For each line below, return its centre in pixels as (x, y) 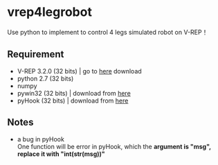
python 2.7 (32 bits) (45, 78)
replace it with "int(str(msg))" (61, 154)
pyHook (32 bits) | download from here (73, 101)
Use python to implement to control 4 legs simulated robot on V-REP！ (108, 32)
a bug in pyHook (40, 139)
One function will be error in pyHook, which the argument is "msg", (114, 146)
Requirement (36, 54)
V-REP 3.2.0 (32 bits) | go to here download (79, 71)
